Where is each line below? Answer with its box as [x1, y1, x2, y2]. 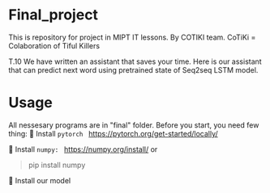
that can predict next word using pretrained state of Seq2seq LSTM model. [8, 65, 259, 74]
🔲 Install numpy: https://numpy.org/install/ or [8, 144, 158, 154]
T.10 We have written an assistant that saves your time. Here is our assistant [8, 57, 262, 66]
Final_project [8, 6, 99, 24]
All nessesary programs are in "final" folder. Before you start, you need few [8, 120, 259, 130]
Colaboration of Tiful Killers [8, 40, 100, 50]
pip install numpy [28, 160, 86, 170]
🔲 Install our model [8, 175, 71, 185]
